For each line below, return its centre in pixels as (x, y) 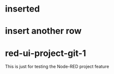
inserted (22, 9)
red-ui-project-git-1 (46, 53)
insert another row (43, 31)
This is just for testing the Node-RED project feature (57, 67)
